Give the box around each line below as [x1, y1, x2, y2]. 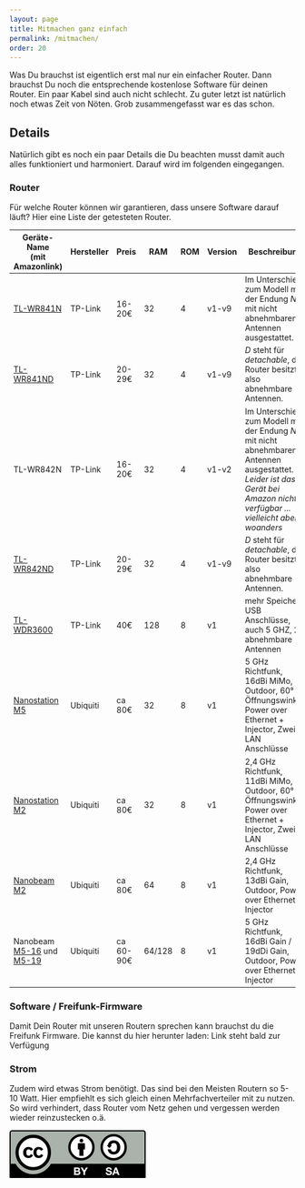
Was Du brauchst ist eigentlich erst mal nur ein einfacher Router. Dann [9, 69, 272, 81]
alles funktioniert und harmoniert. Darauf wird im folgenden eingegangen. [9, 159, 285, 170]
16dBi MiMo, [244, 676, 293, 687]
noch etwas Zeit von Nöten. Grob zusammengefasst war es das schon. [9, 98, 275, 109]
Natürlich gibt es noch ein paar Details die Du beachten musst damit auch [9, 149, 285, 160]
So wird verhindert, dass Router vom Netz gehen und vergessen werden [9, 1102, 280, 1113]
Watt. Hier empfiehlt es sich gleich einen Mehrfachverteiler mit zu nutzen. [19, 1092, 295, 1104]
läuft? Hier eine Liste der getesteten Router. [9, 212, 172, 223]
